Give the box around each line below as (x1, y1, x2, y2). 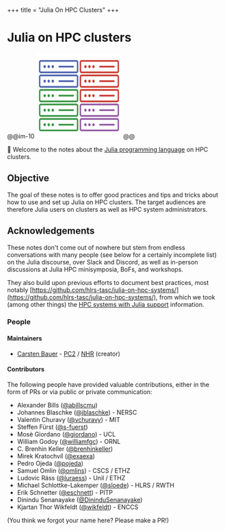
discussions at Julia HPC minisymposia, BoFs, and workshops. (7, 265, 183, 273)
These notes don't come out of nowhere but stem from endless (7, 243, 186, 251)
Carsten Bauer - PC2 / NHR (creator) (16, 349, 121, 358)
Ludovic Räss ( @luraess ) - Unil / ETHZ (16, 473, 126, 482)
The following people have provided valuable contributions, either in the (7, 380, 210, 388)
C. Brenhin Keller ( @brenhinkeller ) (16, 445, 114, 453)
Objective (7, 173, 50, 184)
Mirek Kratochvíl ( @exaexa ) (16, 452, 96, 460)
